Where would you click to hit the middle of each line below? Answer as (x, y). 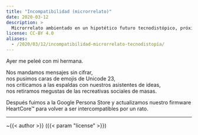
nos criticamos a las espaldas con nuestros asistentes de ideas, (83, 85)
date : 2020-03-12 (27, 17)
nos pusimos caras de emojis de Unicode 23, (61, 78)
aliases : (17, 39)
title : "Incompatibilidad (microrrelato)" (59, 11)
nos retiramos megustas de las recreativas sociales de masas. (82, 91)
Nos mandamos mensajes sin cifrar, (49, 72)
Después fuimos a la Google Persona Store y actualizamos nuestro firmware (99, 102)
